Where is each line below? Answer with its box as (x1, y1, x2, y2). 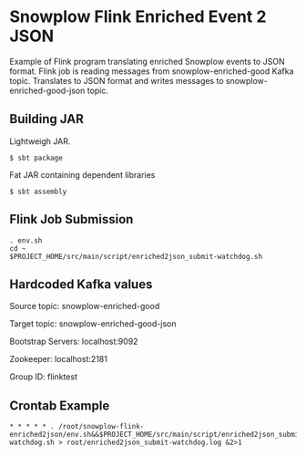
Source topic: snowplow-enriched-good (9, 301, 160, 312)
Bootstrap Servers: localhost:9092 (9, 336, 138, 347)
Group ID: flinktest (9, 371, 77, 382)
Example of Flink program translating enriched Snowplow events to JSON (9, 56, 285, 67)
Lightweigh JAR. (9, 135, 71, 147)
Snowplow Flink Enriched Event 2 (9, 6, 267, 27)
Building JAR (9, 111, 84, 127)
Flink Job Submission (9, 212, 134, 227)
